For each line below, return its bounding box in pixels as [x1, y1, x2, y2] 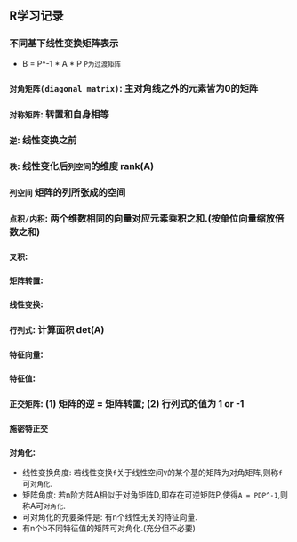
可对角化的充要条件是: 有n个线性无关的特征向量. [21, 511, 198, 522]
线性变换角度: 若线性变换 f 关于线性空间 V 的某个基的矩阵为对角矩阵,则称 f [21, 466, 283, 478]
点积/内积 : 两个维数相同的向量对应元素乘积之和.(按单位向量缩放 [9, 213, 276, 225]
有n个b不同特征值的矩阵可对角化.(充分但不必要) [21, 522, 196, 533]
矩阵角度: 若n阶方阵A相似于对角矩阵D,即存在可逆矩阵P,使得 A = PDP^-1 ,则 [21, 489, 289, 500]
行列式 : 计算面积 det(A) [9, 323, 105, 336]
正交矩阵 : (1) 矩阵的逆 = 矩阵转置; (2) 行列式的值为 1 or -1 [9, 397, 245, 409]
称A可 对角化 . [21, 500, 67, 511]
